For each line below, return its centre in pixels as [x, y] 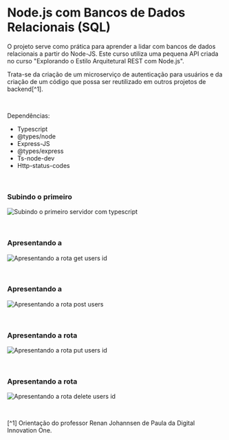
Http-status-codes [43, 165]
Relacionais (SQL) [59, 27]
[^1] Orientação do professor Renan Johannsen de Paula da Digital [101, 423]
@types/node [36, 136]
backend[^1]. [25, 89]
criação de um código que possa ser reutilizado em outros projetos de [107, 81]
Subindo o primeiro [40, 196]
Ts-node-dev [36, 158]
